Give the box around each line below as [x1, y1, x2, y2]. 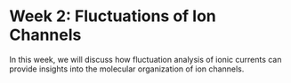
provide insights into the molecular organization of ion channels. [9, 64, 245, 74]
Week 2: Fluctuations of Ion [9, 6, 216, 26]
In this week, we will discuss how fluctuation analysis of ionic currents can [9, 54, 282, 64]
